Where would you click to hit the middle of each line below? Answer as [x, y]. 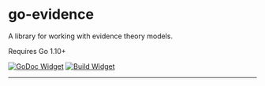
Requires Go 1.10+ [37, 51]
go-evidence [51, 14]
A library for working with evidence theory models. [91, 36]
